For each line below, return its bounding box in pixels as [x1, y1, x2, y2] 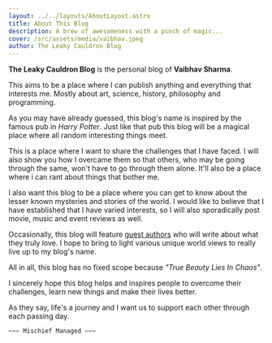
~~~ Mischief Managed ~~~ [8, 327, 96, 336]
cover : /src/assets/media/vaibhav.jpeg [8, 34, 144, 43]
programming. [8, 98, 56, 107]
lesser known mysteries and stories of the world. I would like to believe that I [8, 197, 264, 206]
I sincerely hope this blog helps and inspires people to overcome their [8, 278, 242, 289]
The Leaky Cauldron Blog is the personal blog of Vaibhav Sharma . [8, 64, 233, 74]
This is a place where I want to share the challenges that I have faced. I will [8, 146, 259, 156]
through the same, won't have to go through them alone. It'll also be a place [8, 163, 261, 173]
